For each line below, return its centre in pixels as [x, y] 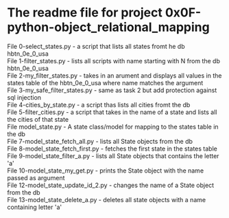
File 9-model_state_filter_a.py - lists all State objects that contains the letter [113, 155]
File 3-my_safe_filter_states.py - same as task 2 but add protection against [112, 90]
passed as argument [36, 177]
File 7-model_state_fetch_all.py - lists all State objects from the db [100, 141]
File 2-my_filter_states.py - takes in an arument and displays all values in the [114, 75]
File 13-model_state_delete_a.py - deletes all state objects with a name [107, 199]
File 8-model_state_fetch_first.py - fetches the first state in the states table [112, 149]
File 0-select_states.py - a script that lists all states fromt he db [96, 46]
